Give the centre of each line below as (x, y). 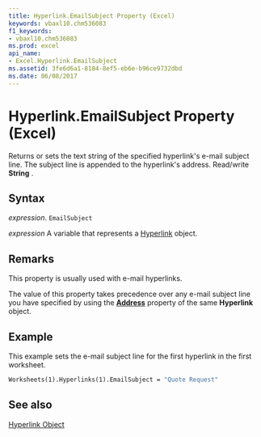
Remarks (32, 259)
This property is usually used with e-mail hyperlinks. (95, 278)
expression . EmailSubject (51, 218)
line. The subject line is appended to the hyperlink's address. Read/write (129, 164)
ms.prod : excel (34, 46)
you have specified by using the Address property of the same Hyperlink (131, 303)
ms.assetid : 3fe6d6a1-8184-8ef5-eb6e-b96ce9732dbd (95, 69)
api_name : (25, 53)
